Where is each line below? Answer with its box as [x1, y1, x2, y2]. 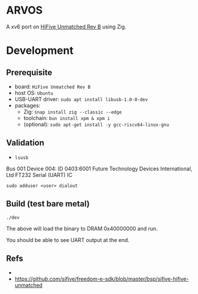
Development [6, 44, 74, 57]
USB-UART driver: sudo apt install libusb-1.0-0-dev [14, 95, 148, 102]
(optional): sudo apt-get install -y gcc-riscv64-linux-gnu [23, 121, 170, 128]
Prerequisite [6, 67, 53, 77]
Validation [6, 138, 44, 148]
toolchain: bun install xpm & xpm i [23, 114, 111, 121]
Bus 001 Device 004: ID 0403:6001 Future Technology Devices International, [6, 165, 193, 172]
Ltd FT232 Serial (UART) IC [6, 171, 73, 178]
